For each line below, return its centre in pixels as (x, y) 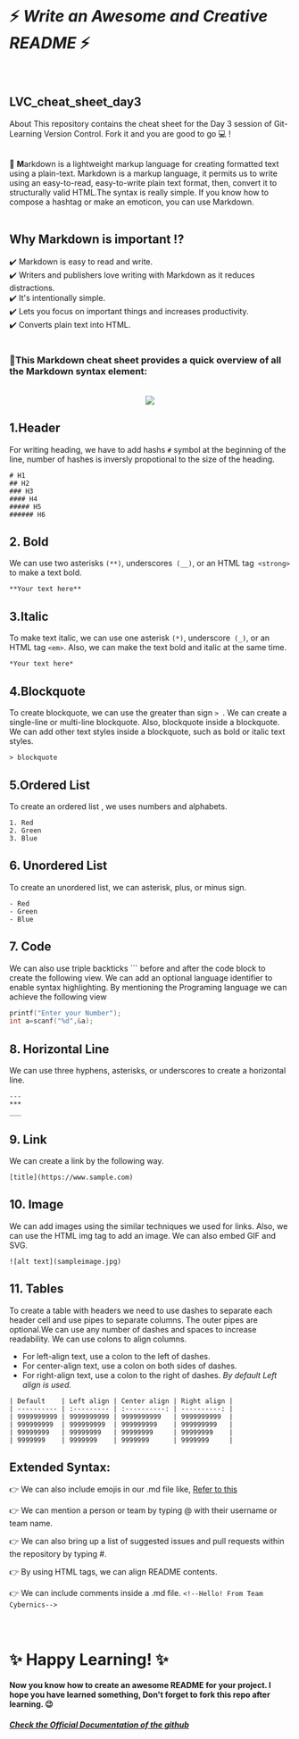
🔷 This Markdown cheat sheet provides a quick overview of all (145, 360)
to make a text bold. (46, 573)
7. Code (30, 947)
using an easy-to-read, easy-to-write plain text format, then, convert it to (143, 182)
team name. (31, 1524)
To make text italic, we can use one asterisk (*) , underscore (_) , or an (140, 638)
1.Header (35, 428)
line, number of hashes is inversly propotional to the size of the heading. (142, 459)
